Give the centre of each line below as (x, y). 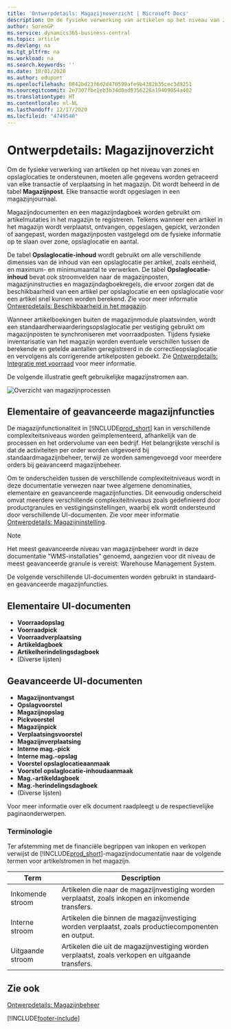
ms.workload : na (30, 59)
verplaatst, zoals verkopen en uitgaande (126, 955)
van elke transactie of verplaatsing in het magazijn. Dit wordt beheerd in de (113, 184)
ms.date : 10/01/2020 (37, 71)
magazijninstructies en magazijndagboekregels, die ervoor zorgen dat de (111, 284)
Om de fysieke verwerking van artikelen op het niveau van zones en (103, 169)
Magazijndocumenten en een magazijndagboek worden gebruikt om (104, 212)
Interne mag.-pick (43, 749)
